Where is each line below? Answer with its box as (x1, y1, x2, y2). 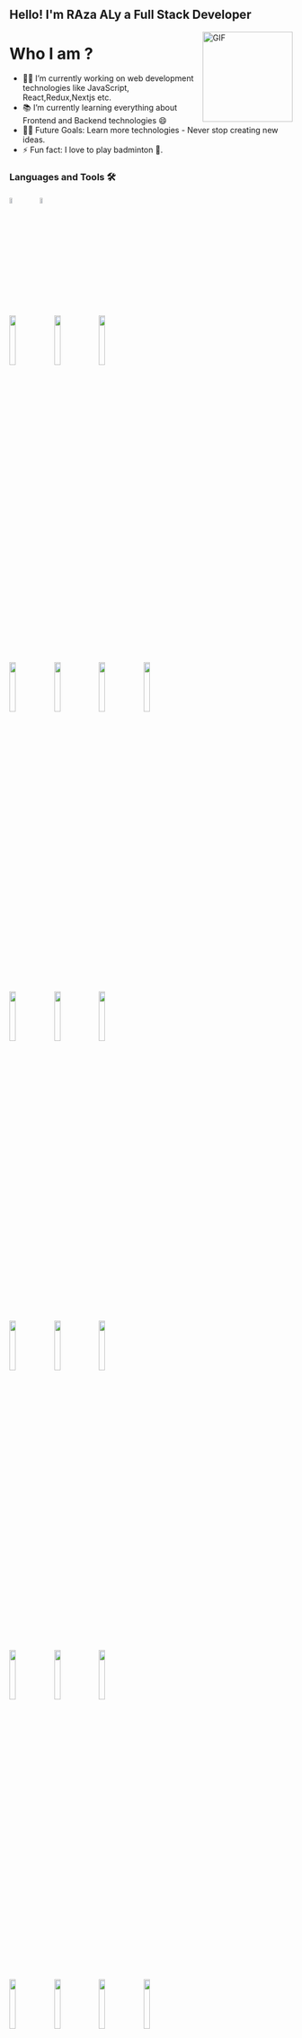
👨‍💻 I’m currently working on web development (22, 73, 194, 84)
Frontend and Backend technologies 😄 (22, 115, 168, 126)
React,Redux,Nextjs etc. (22, 92, 112, 103)
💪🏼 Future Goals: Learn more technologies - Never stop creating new (22, 125, 279, 136)
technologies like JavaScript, (22, 83, 130, 94)
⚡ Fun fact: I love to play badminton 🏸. (22, 144, 164, 156)
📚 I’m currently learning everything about (22, 103, 178, 113)
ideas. (22, 134, 46, 145)
